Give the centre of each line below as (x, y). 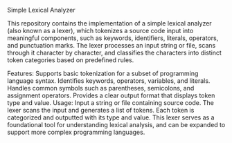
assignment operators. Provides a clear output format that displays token (111, 95)
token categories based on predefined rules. (71, 60)
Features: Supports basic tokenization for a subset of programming (103, 73)
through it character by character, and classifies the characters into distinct (114, 53)
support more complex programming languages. (76, 132)
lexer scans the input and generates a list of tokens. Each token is (101, 110)
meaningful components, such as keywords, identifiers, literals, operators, (113, 38)
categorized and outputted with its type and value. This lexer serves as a (111, 117)
